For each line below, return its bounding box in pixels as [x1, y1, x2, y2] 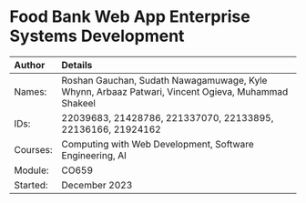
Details [61, 58, 93, 71]
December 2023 [61, 178, 133, 191]
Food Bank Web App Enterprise [9, 6, 250, 27]
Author [14, 58, 46, 71]
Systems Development [9, 25, 185, 46]
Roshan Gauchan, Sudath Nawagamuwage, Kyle [61, 74, 268, 86]
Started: [14, 178, 48, 191]
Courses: [14, 143, 53, 156]
